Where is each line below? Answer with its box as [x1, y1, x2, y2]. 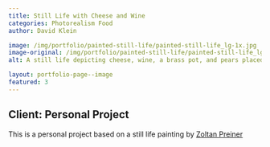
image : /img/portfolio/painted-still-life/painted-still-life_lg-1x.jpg [8, 41, 257, 49]
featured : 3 [8, 78, 48, 86]
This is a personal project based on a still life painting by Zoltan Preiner [8, 129, 243, 139]
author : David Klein [8, 27, 78, 35]
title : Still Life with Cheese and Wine [8, 11, 146, 20]
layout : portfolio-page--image [8, 71, 113, 79]
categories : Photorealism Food [8, 19, 113, 27]
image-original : [8, 49, 63, 57]
